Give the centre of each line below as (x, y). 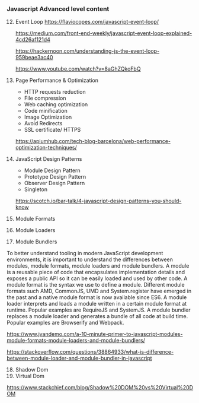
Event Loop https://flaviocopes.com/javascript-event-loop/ (87, 22)
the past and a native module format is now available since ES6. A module (97, 297)
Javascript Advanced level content (58, 9)
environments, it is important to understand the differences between (90, 259)
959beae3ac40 (34, 58)
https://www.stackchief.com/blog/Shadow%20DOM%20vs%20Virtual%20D (100, 388)
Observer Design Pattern (54, 183)
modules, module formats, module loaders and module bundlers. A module (98, 266)
